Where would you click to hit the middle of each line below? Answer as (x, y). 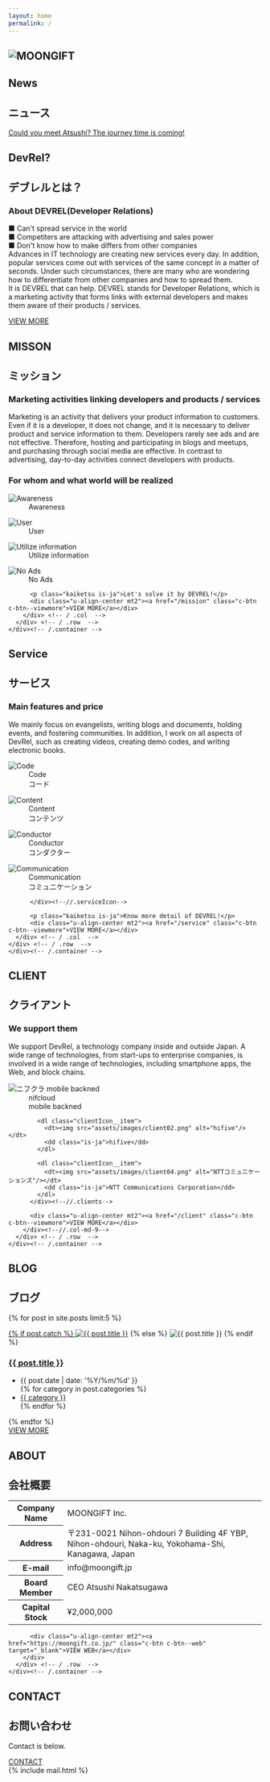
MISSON (30, 346)
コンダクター (49, 852)
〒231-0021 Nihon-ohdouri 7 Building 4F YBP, (158, 1533)
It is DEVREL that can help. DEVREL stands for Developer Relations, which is (134, 289)
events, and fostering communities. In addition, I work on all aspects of (125, 733)
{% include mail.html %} (48, 1770)
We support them (43, 1028)
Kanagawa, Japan (101, 1554)
